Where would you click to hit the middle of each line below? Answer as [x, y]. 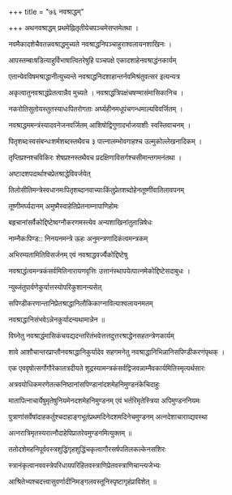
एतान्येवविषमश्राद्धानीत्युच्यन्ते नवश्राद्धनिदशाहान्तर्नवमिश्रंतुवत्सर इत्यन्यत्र [94, 77]
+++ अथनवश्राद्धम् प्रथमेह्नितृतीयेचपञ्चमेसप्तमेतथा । [74, 28]
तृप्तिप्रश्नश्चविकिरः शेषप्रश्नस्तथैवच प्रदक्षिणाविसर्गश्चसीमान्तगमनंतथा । [95, 158]
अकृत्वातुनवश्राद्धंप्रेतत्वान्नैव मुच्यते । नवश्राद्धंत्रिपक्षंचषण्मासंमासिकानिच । [96, 93]
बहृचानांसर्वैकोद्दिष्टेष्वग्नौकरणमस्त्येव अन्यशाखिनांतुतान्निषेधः [80, 222]
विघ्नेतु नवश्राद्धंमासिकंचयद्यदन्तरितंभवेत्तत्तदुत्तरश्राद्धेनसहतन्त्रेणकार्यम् [91, 336]
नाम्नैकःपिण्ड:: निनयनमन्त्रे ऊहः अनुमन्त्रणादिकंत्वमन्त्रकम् [78, 239]
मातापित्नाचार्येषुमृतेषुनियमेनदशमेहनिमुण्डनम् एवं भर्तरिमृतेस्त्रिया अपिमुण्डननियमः [105, 401]
